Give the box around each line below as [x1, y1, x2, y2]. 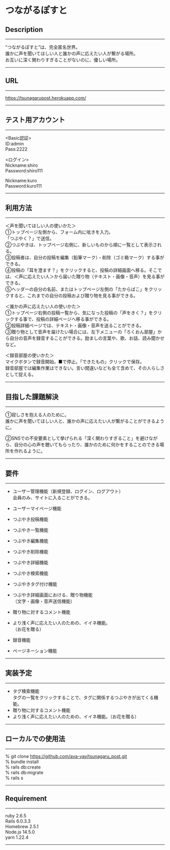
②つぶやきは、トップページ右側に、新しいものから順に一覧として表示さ [5, 242, 158, 248]
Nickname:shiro [5, 162, 38, 168]
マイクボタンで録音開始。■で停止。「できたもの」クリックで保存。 [5, 359, 145, 365]
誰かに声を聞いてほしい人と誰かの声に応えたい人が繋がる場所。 [5, 50, 138, 56]
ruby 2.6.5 [5, 812, 27, 818]
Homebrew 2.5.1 [5, 823, 39, 829]
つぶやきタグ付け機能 [12, 581, 57, 587]
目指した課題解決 [5, 392, 59, 401]
